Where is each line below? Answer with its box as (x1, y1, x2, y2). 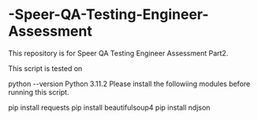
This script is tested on (8, 63, 83, 73)
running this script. (8, 87, 69, 96)
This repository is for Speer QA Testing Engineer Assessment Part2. (8, 48, 229, 58)
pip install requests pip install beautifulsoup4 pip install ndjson (8, 103, 211, 112)
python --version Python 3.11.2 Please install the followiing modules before (8, 79, 251, 88)
